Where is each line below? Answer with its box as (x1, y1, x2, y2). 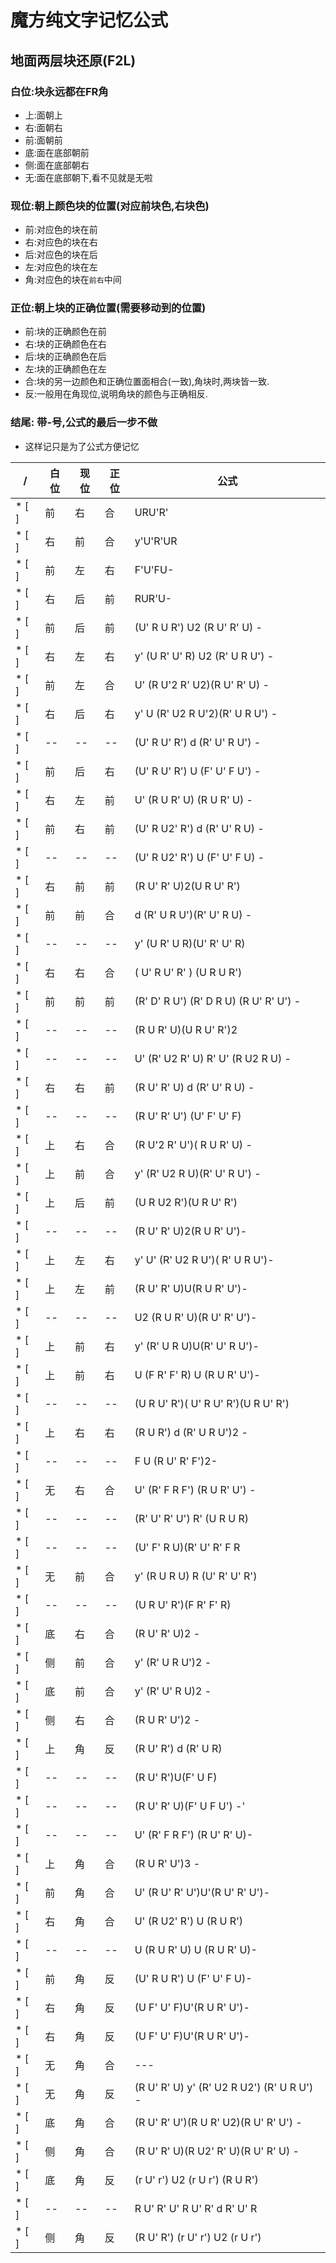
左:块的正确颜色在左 (24, 363, 107, 375)
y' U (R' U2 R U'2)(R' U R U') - (134, 706, 278, 720)
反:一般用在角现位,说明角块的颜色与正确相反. (24, 388, 208, 400)
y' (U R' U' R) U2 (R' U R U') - (134, 649, 275, 663)
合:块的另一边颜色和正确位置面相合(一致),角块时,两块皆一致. (24, 376, 270, 388)
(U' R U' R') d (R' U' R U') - (134, 735, 262, 749)
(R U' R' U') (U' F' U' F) (134, 1109, 242, 1123)
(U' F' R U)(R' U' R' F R (134, 1540, 241, 1554)
